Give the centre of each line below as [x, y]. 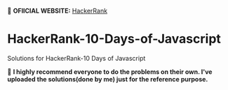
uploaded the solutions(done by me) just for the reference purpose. [108, 79]
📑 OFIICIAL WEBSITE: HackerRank [57, 11]
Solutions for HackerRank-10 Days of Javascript [76, 58]
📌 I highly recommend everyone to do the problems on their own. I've [110, 72]
